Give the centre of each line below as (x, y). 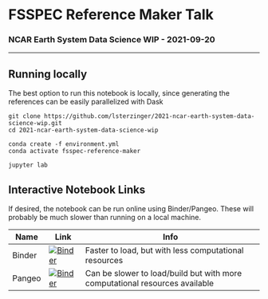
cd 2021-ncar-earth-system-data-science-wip (83, 130)
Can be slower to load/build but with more (163, 273)
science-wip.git (35, 124)
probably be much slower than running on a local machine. (105, 218)
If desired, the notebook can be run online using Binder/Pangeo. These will (131, 209)
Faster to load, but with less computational (164, 250)
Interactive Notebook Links (77, 189)
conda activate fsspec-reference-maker (75, 151)
